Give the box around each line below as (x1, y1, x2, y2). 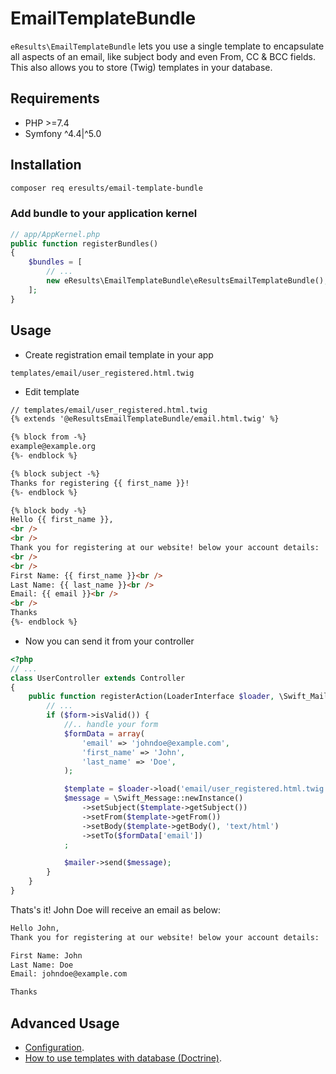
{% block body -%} (10, 505, 87, 516)
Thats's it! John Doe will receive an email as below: (10, 903, 221, 916)
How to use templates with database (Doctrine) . (24, 1052, 222, 1064)
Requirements (10, 90, 100, 107)
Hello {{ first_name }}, (10, 515, 114, 525)
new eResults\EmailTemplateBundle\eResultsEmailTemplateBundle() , (46, 276, 329, 286)
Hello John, (10, 923, 60, 933)
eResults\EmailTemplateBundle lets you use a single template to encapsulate (10, 40, 325, 52)
